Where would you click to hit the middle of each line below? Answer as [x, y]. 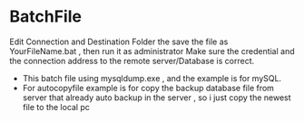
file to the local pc [56, 107]
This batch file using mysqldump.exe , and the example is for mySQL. [152, 78]
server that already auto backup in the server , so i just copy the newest [157, 98]
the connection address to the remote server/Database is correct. [132, 60]
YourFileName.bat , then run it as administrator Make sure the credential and [152, 51]
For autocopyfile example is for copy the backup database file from [148, 88]
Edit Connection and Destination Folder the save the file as [119, 42]
